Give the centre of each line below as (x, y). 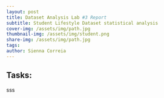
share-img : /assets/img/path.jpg (48, 40)
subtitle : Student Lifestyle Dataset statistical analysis (82, 23)
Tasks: (19, 75)
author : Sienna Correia (36, 51)
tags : (13, 46)
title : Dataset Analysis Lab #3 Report (57, 17)
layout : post (23, 12)
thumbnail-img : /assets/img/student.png (58, 34)
